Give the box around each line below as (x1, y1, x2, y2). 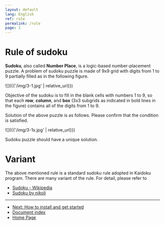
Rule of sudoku (5, 47, 68, 58)
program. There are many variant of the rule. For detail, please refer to (5, 175, 147, 181)
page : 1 (5, 26, 21, 30)
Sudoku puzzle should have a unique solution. (5, 137, 98, 142)
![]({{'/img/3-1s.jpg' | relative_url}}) (5, 127, 76, 133)
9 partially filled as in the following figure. (5, 73, 89, 79)
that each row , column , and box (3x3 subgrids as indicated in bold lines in (5, 98, 156, 104)
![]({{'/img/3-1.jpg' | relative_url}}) (5, 83, 73, 89)
